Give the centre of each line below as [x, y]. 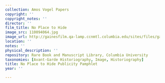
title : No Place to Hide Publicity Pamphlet [51, 64]
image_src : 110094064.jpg [31, 32]
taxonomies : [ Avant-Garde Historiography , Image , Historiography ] [74, 60]
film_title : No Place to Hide [36, 28]
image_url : [16, 37]
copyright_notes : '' [26, 19]
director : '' [18, 23]
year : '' [14, 69]
